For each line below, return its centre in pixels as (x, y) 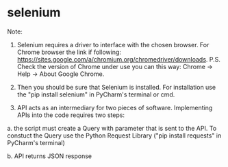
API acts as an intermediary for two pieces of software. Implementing (115, 107)
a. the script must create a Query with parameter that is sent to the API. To (112, 128)
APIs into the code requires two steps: (71, 115)
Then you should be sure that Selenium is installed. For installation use (116, 87)
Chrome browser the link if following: (69, 52)
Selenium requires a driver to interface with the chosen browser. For (113, 44)
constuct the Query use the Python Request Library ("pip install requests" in (114, 136)
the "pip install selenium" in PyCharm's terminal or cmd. (96, 94)
